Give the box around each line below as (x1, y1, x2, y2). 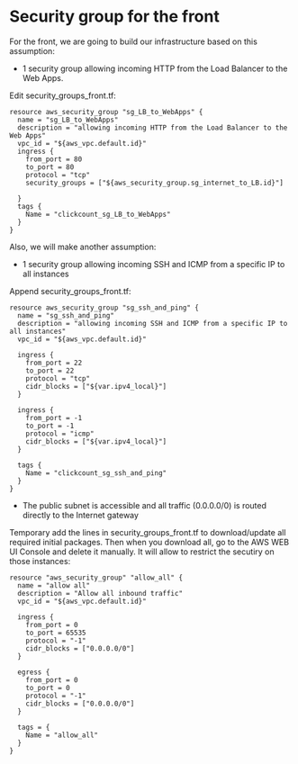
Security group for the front (9, 6, 221, 27)
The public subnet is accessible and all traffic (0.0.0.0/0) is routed (22, 499, 267, 510)
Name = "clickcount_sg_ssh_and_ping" (25, 468, 167, 478)
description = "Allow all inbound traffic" (17, 589, 183, 598)
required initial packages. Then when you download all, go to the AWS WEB (9, 536, 290, 547)
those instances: (9, 555, 71, 566)
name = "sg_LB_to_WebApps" (17, 115, 119, 124)
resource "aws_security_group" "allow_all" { (9, 573, 183, 582)
